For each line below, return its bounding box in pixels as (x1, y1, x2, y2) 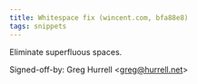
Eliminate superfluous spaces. (9, 46, 123, 57)
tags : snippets (9, 22, 67, 31)
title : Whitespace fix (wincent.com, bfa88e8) (9, 13, 189, 23)
